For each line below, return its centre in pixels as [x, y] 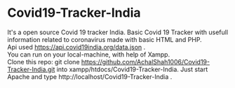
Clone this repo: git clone [43, 61]
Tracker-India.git [31, 69]
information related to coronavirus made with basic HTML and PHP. [105, 39]
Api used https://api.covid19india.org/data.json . [76, 47]
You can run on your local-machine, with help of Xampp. [89, 54]
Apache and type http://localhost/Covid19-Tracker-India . [90, 76]
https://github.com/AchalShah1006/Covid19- [146, 61]
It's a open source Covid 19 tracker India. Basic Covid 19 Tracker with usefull [118, 32]
